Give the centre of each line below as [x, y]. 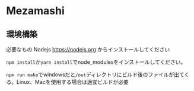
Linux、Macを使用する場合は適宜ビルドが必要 [73, 82]
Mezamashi [36, 11]
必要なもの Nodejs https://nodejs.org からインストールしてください [88, 49]
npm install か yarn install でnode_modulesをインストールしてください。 [96, 62]
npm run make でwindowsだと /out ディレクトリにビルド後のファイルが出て [95, 74]
